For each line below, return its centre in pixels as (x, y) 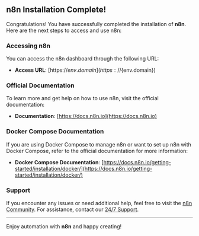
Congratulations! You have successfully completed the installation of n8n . (96, 24)
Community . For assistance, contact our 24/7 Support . (73, 209)
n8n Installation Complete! (56, 10)
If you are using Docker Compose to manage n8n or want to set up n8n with (99, 144)
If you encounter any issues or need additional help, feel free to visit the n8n (99, 203)
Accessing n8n (28, 46)
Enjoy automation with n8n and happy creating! (64, 227)
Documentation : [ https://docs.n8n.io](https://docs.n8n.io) (86, 116)
